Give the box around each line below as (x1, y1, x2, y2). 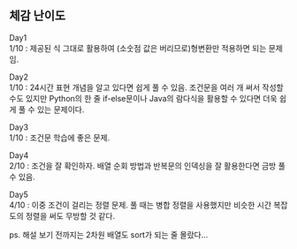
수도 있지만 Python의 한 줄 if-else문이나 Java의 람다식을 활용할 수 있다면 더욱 (9, 93, 278, 103)
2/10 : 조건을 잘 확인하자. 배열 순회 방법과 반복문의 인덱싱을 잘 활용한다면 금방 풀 (9, 160, 286, 170)
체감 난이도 (9, 8, 66, 24)
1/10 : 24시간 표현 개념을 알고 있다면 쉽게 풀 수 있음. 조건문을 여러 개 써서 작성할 (9, 82, 285, 93)
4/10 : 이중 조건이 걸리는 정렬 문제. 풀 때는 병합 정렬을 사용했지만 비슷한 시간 (9, 200, 272, 210)
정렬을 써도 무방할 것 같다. (25, 210, 116, 221)
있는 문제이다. (36, 104, 85, 115)
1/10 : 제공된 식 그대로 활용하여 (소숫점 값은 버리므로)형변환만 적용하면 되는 (9, 42, 267, 53)
